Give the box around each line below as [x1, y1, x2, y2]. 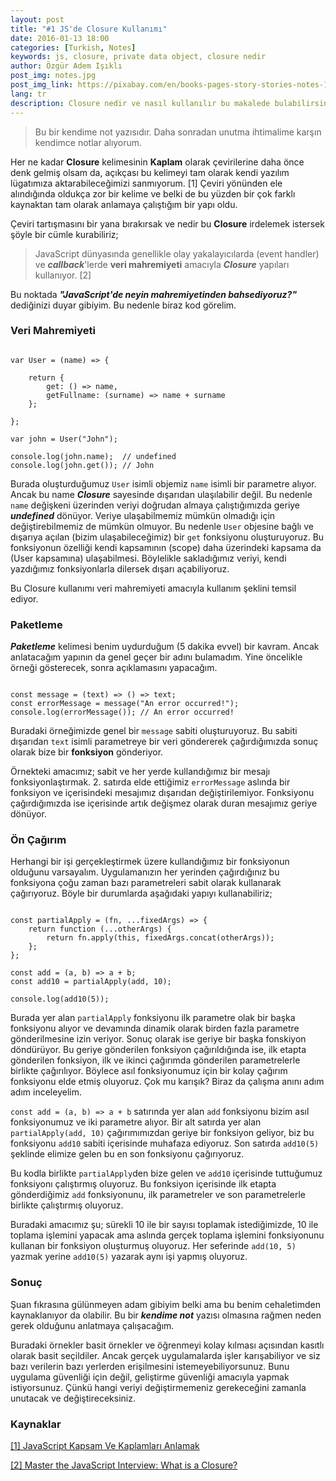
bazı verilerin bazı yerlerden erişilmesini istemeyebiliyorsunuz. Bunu [10, 1360, 290, 1372]
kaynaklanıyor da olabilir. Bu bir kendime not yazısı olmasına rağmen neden [10, 1309, 322, 1321]
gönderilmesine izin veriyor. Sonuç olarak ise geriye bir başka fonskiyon [10, 1033, 307, 1045]
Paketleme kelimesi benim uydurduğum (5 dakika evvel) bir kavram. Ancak [10, 641, 320, 653]
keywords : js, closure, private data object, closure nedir [10, 52, 267, 62]
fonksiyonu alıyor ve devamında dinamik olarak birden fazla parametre [10, 1022, 300, 1035]
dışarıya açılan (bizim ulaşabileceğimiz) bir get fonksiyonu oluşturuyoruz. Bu [10, 531, 325, 543]
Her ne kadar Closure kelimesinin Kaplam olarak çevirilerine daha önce [10, 156, 305, 168]
